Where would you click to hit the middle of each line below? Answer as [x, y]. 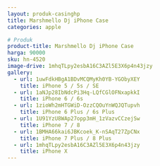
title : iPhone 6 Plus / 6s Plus [67, 112]
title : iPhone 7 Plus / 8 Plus [66, 138]
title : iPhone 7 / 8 [50, 125]
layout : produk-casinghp [44, 14]
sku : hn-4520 [26, 60]
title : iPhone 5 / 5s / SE [60, 85]
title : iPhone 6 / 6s [51, 99]
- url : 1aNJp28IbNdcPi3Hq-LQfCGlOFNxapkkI [77, 93]
